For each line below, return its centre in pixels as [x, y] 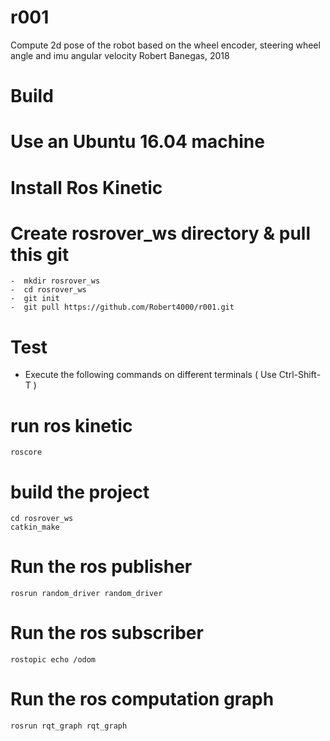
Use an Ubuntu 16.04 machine [137, 142]
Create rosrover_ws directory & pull [160, 233]
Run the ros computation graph [142, 699]
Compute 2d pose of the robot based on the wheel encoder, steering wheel [165, 45]
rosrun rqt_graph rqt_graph [69, 726]
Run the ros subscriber [107, 633]
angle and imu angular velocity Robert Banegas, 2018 [120, 55]
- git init [35, 299]
